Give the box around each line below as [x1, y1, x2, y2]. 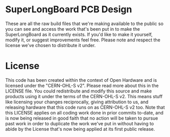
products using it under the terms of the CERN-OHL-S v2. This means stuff [5, 93, 163, 99]
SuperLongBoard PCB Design [5, 4, 132, 15]
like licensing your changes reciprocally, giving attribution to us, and [5, 99, 149, 105]
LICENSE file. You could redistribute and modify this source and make [5, 88, 152, 94]
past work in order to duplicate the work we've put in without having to [5, 120, 154, 126]
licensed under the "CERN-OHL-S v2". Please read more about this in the [5, 82, 159, 88]
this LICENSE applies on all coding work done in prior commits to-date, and [5, 109, 164, 116]
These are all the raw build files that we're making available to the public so [5, 20, 164, 27]
